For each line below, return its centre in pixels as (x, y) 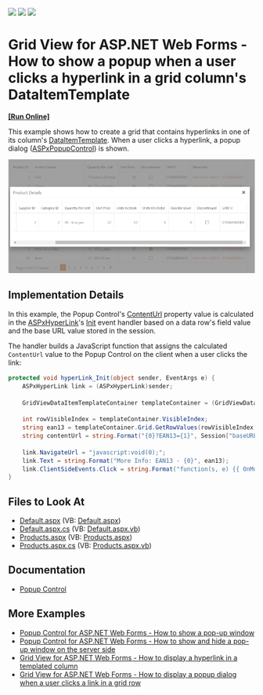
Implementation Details (66, 295)
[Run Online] (29, 116)
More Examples (47, 614)
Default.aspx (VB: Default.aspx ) (70, 521)
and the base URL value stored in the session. (82, 330)
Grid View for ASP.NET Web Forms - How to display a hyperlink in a (128, 657)
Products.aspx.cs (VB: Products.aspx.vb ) (86, 546)
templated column (49, 666)
